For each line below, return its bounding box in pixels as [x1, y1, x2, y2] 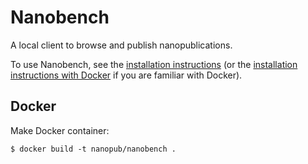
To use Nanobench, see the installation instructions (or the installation [10, 58, 298, 70]
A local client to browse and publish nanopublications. [10, 39, 233, 51]
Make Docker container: [10, 124, 110, 136]
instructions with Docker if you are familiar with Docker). [10, 69, 243, 81]
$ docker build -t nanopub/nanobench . [10, 144, 177, 154]
